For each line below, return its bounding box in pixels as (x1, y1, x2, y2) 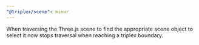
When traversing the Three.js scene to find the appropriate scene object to (6, 25, 193, 32)
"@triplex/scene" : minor (6, 8, 69, 15)
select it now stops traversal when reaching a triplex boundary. (6, 31, 164, 39)
